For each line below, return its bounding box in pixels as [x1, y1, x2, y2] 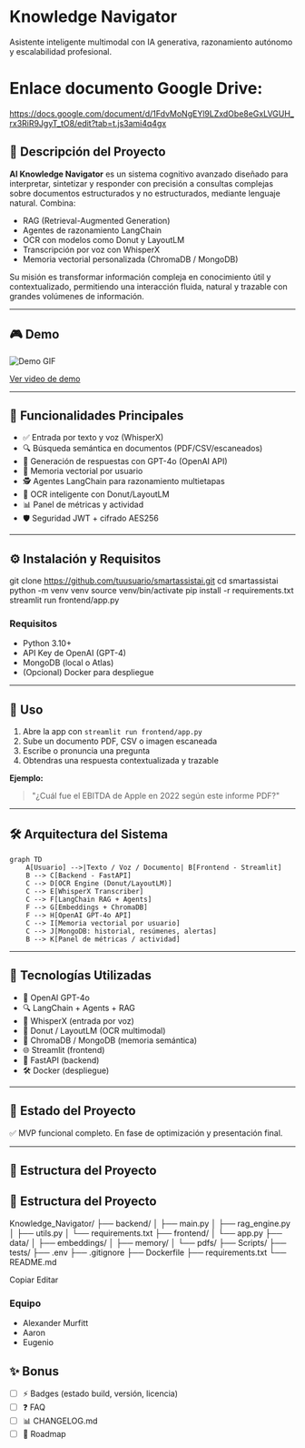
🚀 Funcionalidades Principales [9, 408, 184, 423]
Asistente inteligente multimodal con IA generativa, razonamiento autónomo [9, 36, 293, 47]
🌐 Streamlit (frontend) [22, 1044, 105, 1055]
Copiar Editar [9, 1274, 59, 1285]
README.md [9, 1256, 57, 1267]
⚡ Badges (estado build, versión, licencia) [22, 1388, 179, 1399]
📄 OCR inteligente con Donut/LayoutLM [22, 489, 170, 500]
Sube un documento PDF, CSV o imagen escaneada [22, 735, 218, 747]
